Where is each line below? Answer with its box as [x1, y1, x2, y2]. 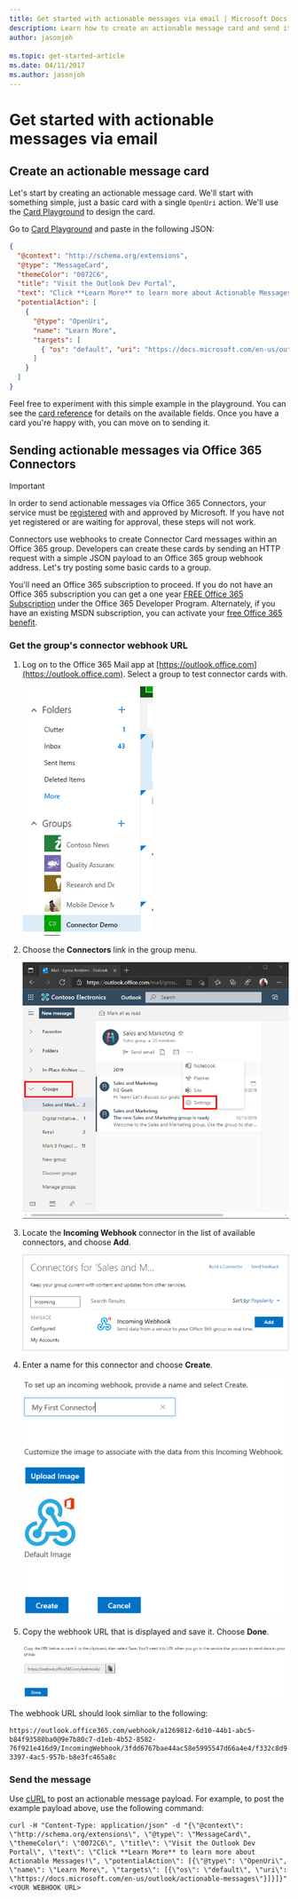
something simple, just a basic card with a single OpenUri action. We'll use [9, 196, 279, 208]
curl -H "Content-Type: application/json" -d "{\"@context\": [9, 1821, 244, 1831]
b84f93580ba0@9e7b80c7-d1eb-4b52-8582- [9, 1736, 157, 1745]
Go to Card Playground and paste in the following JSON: [9, 223, 215, 234]
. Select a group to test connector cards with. [122, 669, 288, 679]
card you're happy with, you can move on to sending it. [9, 417, 211, 428]
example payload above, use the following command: [9, 1803, 204, 1814]
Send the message [9, 1774, 91, 1786]
